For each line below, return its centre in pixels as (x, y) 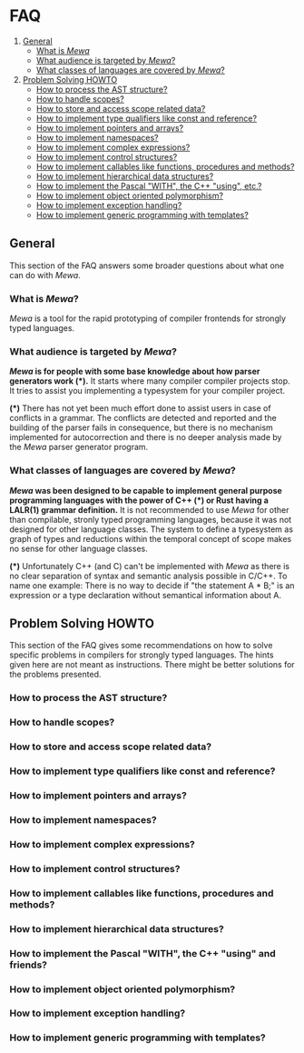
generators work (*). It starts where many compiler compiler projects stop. (150, 381)
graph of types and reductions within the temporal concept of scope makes (151, 538)
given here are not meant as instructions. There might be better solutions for (152, 665)
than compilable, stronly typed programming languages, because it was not (151, 519)
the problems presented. (55, 675)
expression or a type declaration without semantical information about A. (145, 595)
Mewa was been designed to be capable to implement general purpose (146, 490)
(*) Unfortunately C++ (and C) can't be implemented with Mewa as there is (150, 566)
